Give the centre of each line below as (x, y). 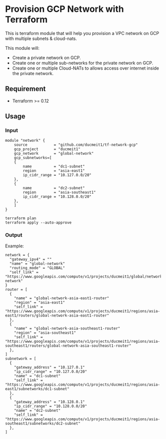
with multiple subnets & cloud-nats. (41, 39)
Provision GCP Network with (65, 9)
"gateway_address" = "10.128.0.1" (49, 402)
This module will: (22, 48)
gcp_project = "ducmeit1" (47, 149)
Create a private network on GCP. (46, 57)
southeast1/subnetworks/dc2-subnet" (43, 423)
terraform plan (21, 218)
